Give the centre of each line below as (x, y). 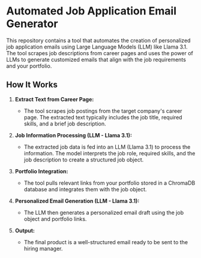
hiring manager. (43, 248)
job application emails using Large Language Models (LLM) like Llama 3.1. (97, 47)
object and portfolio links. (55, 219)
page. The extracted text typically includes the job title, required (103, 117)
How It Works (32, 85)
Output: (25, 230)
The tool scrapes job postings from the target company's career (103, 111)
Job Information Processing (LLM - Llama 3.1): (73, 135)
